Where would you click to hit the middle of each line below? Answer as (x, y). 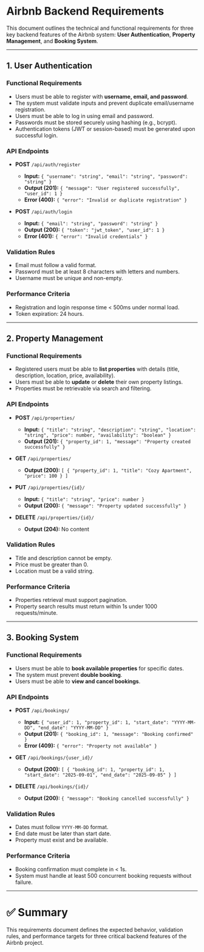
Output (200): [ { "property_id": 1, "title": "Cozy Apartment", (108, 470)
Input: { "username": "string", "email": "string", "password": (106, 176)
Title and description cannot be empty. (63, 558)
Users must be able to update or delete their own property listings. (99, 382)
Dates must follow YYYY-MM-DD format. (62, 827)
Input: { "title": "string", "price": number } (84, 499)
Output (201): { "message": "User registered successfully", (102, 187)
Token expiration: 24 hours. (49, 313)
